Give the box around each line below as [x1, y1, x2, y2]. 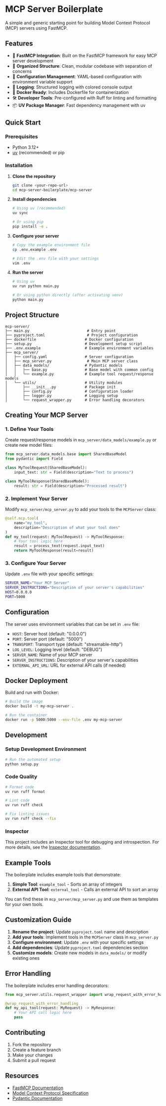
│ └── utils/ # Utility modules [5, 380, 123, 385]
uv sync [12, 211, 28, 215]
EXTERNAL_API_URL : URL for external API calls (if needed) [12, 662, 126, 668]
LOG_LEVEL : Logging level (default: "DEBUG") [12, 646, 102, 652]
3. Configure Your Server [5, 559, 67, 566]
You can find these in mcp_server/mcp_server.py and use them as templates [5, 896, 159, 902]
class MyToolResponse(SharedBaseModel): [5, 478, 90, 484]
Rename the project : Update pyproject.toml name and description [12, 929, 149, 935]
